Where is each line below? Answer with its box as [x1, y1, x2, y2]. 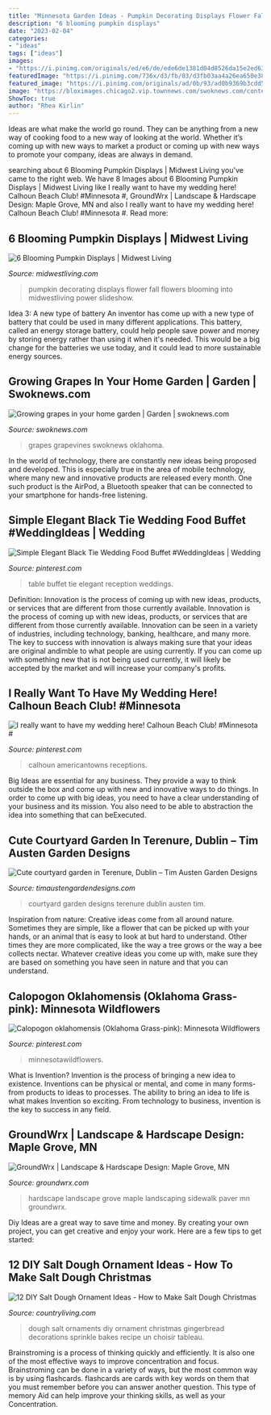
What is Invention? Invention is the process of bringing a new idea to [8, 1070, 236, 1080]
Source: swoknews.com [8, 425, 89, 434]
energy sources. [8, 351, 63, 361]
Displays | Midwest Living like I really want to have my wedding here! [8, 182, 237, 192]
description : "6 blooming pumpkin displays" [8, 19, 161, 27]
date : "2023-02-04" [8, 27, 74, 35]
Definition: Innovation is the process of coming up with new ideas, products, [8, 594, 261, 604]
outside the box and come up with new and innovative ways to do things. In [8, 785, 259, 794]
